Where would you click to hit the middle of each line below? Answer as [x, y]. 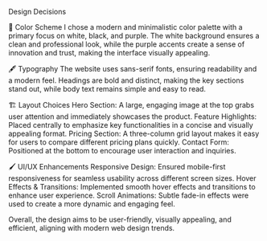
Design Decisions [37, 12]
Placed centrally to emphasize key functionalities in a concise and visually [131, 125]
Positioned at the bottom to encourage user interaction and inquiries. [122, 151]
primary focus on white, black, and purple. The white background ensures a [134, 36]
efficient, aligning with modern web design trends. [92, 228]
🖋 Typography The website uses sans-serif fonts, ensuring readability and [133, 69]
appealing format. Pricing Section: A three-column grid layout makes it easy [134, 133]
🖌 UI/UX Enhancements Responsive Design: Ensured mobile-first [117, 167]
